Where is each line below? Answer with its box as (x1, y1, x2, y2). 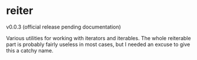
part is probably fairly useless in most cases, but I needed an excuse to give (6, 41, 191, 48)
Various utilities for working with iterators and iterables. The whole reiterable (6, 34, 191, 41)
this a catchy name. (6, 47, 54, 54)
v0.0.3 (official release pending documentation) (6, 23, 122, 30)
